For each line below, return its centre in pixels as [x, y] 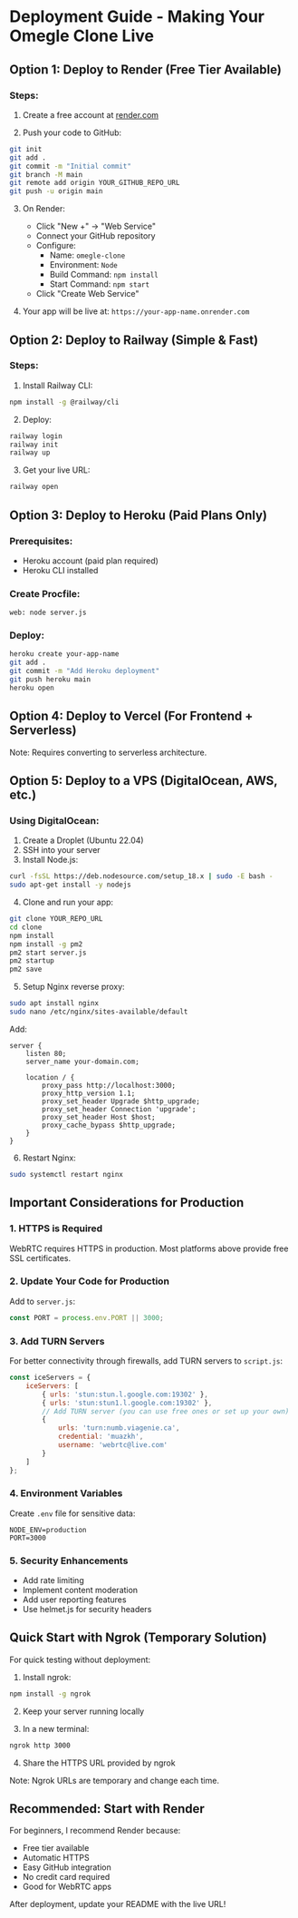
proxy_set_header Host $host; [99, 1117]
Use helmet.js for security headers [87, 1610]
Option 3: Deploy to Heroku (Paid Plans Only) [139, 515]
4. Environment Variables [66, 1493]
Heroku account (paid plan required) [90, 561]
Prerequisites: [41, 541]
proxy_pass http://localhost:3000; [109, 1085]
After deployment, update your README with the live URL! [118, 1904]
